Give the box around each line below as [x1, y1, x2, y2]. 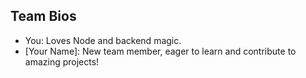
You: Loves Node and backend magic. [24, 34, 182, 46]
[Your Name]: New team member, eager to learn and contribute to [24, 45, 297, 57]
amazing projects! [24, 55, 100, 68]
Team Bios [10, 8, 77, 25]
